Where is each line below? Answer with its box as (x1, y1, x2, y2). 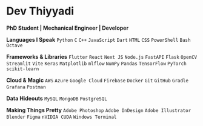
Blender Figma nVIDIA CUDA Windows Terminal (6, 114, 117, 120)
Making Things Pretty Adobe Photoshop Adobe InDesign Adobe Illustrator (6, 106, 191, 113)
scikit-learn (6, 65, 39, 72)
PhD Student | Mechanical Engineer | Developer (6, 24, 129, 31)
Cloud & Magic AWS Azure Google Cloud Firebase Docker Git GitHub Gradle (6, 76, 189, 84)
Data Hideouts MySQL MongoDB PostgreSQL (6, 94, 107, 102)
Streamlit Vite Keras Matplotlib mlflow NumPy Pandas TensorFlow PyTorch (6, 61, 187, 67)
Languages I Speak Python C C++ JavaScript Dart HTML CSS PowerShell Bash (6, 36, 191, 43)
